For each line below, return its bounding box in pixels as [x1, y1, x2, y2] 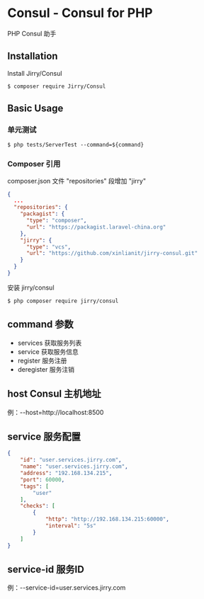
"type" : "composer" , [25, 217, 87, 224]
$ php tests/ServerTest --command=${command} [7, 142, 144, 149]
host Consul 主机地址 [7, 388, 101, 400]
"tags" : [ [20, 483, 50, 490]
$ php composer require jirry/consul [7, 297, 119, 304]
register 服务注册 [17, 356, 67, 365]
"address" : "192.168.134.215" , [20, 469, 113, 477]
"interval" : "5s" [45, 523, 97, 530]
